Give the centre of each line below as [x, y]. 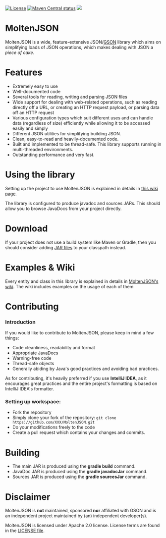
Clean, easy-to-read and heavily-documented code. [65, 139]
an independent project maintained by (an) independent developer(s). [76, 516]
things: [12, 338]
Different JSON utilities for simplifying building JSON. [67, 133]
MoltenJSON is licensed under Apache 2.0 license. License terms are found [83, 526]
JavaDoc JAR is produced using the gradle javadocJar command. [80, 472]
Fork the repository [32, 412]
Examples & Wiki [40, 267]
